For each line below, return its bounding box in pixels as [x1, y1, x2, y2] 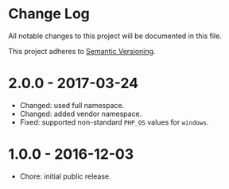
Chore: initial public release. [19, 172, 111, 181]
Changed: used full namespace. [19, 100, 125, 110]
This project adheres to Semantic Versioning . [8, 46, 156, 56]
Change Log [8, 5, 90, 23]
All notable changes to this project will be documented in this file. [8, 31, 223, 40]
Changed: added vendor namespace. [19, 109, 142, 118]
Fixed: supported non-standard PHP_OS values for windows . [19, 117, 209, 127]
